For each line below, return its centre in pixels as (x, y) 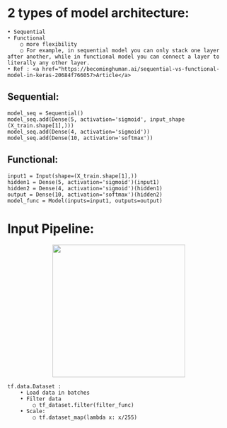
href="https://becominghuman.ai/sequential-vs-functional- (131, 69)
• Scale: (33, 411)
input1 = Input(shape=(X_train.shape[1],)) (72, 176)
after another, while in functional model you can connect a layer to (113, 57)
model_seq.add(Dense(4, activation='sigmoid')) (79, 132)
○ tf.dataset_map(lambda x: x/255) (85, 417)
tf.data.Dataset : (34, 386)
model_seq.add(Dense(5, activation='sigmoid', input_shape (96, 119)
